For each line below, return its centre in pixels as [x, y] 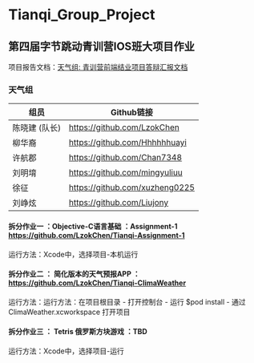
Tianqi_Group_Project [82, 15]
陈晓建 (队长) [37, 128]
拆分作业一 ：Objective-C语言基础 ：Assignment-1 [93, 226]
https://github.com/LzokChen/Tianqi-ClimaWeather [97, 283]
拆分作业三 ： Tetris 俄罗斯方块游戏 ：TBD [78, 332]
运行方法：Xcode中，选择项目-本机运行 [73, 254]
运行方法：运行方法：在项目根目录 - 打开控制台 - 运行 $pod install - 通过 [127, 301]
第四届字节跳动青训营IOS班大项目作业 [101, 46]
